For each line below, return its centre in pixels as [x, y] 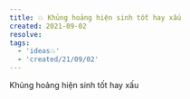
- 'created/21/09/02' [58, 59]
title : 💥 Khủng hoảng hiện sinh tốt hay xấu [95, 18]
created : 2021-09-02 [48, 26]
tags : [19, 43]
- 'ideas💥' [39, 51]
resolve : [26, 34]
